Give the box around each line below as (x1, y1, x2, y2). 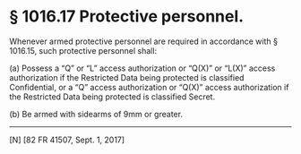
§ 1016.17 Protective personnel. (9, 6, 245, 27)
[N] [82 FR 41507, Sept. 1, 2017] (9, 134, 125, 145)
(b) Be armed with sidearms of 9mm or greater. (9, 108, 184, 119)
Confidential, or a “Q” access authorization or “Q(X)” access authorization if (9, 81, 289, 92)
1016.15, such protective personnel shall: (9, 45, 158, 56)
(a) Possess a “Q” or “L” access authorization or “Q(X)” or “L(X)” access (9, 63, 276, 73)
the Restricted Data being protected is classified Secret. (9, 91, 216, 102)
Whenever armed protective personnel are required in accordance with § (9, 36, 279, 47)
